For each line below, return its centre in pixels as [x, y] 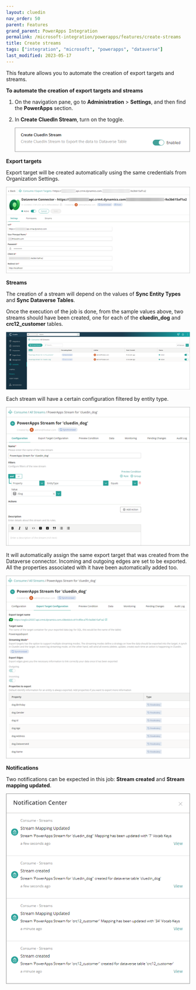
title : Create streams [34, 43]
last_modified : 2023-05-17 [39, 56]
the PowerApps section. [44, 108]
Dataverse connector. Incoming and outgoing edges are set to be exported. [97, 561]
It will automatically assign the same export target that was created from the [97, 555]
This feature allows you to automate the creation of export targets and [90, 73]
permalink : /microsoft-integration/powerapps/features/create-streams [94, 37]
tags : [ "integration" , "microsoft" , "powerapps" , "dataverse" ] [85, 50]
